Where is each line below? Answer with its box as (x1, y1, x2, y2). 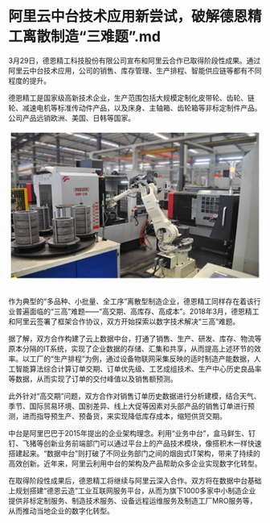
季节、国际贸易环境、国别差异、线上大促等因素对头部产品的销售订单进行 (8, 401, 247, 411)
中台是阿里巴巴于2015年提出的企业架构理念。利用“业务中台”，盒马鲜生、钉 (8, 429, 256, 438)
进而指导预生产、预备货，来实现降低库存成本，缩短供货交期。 (22, 412, 227, 421)
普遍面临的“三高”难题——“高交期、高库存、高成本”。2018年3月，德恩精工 (14, 307, 260, 317)
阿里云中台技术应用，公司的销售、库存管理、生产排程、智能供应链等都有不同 (8, 65, 262, 75)
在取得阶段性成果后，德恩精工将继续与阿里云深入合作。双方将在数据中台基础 (8, 476, 262, 486)
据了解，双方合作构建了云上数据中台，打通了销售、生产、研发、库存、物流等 (8, 334, 262, 343)
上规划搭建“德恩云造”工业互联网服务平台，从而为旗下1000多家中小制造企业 (8, 486, 256, 496)
